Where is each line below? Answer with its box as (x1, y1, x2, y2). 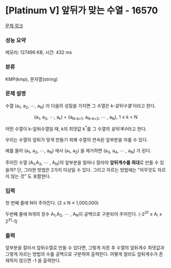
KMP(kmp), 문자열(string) (5, 76, 58, 82)
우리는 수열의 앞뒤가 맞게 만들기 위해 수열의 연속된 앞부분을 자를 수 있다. (5, 137, 148, 143)
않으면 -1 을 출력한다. (18, 257, 61, 264)
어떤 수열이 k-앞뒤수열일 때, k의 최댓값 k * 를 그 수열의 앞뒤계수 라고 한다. (5, 125, 147, 132)
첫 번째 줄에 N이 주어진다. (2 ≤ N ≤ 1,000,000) (5, 199, 99, 205)
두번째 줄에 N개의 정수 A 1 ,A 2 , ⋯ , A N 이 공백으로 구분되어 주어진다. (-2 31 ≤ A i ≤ (5, 210, 162, 218)
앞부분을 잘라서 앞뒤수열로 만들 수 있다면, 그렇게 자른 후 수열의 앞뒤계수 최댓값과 (5, 244, 165, 251)
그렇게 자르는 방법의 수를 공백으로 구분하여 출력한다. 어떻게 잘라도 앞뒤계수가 (5, 251, 158, 257)
